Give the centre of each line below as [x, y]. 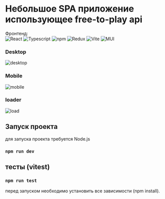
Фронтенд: [17, 33]
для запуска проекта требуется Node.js [48, 139]
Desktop [16, 52]
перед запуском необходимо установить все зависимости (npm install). [82, 191]
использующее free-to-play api [74, 19]
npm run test [21, 180]
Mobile [14, 76]
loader [13, 100]
